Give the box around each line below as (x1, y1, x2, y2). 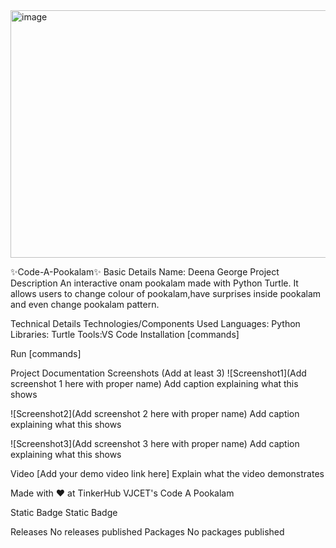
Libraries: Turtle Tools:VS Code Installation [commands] (10, 329, 240, 340)
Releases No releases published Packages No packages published (10, 526, 285, 538)
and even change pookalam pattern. (10, 299, 160, 310)
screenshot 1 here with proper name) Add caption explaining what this (10, 378, 299, 389)
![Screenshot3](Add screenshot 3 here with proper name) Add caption (10, 438, 300, 449)
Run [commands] (10, 348, 82, 359)
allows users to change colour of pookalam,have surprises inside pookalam (10, 288, 322, 299)
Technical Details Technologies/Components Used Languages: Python (10, 318, 301, 329)
